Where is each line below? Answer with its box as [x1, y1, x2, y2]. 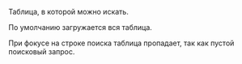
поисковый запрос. [8, 47, 75, 56]
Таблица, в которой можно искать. [8, 7, 129, 16]
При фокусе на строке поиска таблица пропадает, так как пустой [8, 38, 235, 48]
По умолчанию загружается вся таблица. [8, 23, 152, 32]
